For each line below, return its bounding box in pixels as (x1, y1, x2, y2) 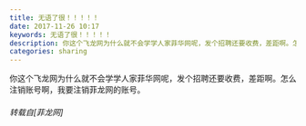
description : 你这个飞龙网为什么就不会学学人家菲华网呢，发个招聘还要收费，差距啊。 (9, 38, 293, 48)
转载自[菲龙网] (9, 106, 64, 118)
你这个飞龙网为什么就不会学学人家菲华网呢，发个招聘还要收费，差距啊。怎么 (9, 73, 297, 84)
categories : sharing (9, 47, 88, 56)
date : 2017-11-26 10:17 (9, 22, 100, 31)
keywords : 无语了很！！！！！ (9, 30, 112, 39)
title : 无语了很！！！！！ (9, 13, 100, 23)
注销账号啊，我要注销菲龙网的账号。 (9, 84, 146, 95)
